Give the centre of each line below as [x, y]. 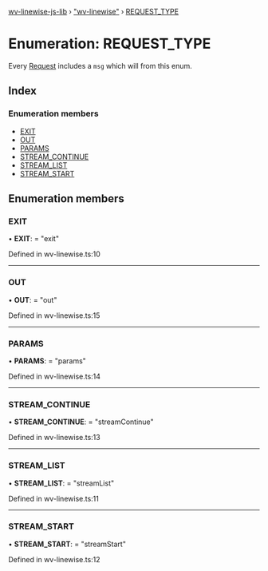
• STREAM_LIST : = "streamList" [61, 483]
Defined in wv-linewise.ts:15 [54, 315]
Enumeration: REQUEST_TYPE [110, 44]
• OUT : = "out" [33, 299]
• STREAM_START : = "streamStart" [67, 544]
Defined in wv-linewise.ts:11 [54, 498]
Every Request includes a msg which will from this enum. [100, 65]
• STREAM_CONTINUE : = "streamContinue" [81, 422]
